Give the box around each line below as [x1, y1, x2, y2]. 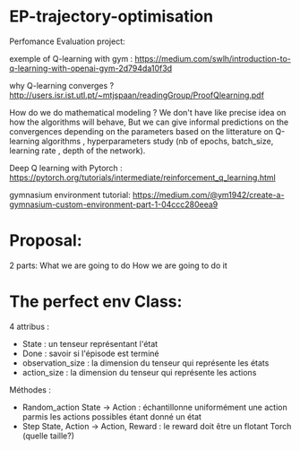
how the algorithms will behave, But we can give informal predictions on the [9, 117, 289, 127]
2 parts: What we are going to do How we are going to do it [9, 260, 227, 271]
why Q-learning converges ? [9, 80, 115, 91]
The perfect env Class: [9, 291, 183, 312]
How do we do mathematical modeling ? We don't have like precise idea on [9, 107, 287, 117]
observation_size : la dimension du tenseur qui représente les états [21, 357, 270, 368]
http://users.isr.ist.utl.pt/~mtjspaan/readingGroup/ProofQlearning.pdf [9, 90, 264, 100]
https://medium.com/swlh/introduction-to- [134, 53, 291, 64]
